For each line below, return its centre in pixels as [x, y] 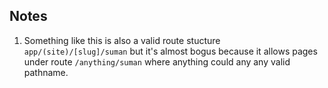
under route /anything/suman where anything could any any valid [157, 61]
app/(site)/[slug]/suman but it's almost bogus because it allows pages [170, 51]
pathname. [46, 72]
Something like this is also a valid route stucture [122, 40]
